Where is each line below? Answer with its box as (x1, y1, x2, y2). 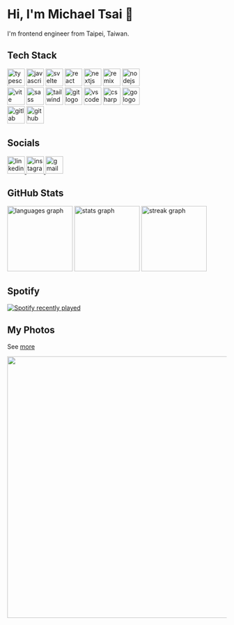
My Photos (7, 324, 56, 336)
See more (7, 342, 36, 351)
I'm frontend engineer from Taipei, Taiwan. (7, 29, 130, 38)
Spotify (7, 285, 40, 297)
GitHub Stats (7, 187, 64, 199)
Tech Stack (7, 50, 57, 61)
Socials (7, 137, 40, 149)
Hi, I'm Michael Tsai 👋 (7, 6, 134, 22)
